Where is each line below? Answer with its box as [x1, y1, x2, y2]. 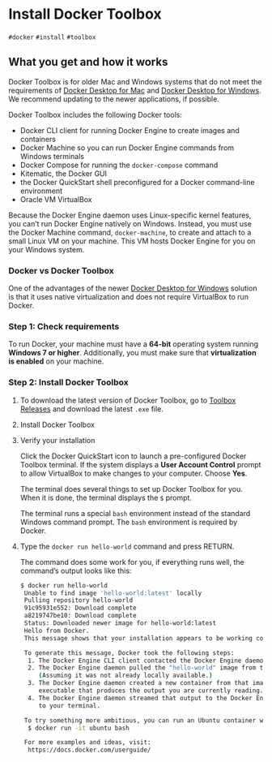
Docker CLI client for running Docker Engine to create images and [19, 125, 240, 135]
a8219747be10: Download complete [23, 612, 137, 620]
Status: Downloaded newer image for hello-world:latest [23, 619, 217, 627]
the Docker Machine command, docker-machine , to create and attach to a [8, 227, 252, 237]
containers [19, 134, 57, 144]
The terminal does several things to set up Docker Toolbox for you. [19, 484, 243, 493]
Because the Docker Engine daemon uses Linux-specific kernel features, [8, 210, 252, 220]
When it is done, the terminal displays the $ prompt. [19, 493, 193, 502]
